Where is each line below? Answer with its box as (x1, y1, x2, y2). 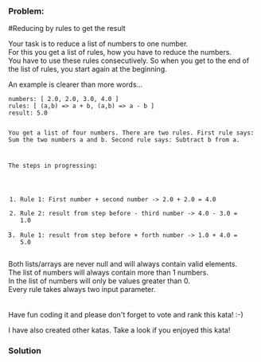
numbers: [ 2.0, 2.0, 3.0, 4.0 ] (8, 95, 119, 103)
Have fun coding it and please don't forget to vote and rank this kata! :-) (8, 309, 244, 319)
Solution (8, 344, 42, 356)
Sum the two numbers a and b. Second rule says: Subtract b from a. (8, 136, 240, 144)
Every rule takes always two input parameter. (8, 284, 156, 294)
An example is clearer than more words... (8, 80, 143, 89)
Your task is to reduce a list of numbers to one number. (8, 39, 189, 49)
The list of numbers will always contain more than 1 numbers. (8, 267, 209, 277)
